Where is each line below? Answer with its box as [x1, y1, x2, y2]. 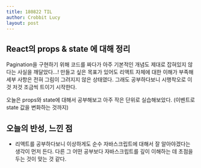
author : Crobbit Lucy [6, 14, 61, 20]
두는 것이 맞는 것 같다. [14, 155, 67, 163]
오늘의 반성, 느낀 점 [6, 123, 73, 133]
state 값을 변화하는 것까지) [6, 104, 69, 111]
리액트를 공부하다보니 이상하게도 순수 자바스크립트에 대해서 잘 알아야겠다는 [14, 140, 191, 148]
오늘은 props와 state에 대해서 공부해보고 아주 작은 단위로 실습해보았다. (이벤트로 [6, 96, 196, 104]
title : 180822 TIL [6, 8, 52, 15]
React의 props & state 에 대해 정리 [6, 43, 131, 54]
